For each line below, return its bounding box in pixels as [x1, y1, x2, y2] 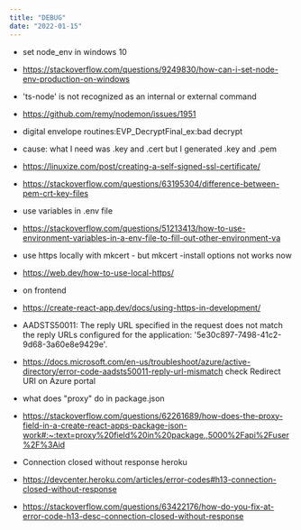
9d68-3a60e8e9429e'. [22, 339, 108, 350]
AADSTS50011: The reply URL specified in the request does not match [22, 319, 284, 330]
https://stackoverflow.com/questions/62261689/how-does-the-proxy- [22, 410, 284, 421]
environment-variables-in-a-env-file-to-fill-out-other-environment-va [22, 232, 281, 243]
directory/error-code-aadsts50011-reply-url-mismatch [22, 366, 223, 377]
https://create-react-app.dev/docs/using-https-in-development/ [22, 302, 261, 313]
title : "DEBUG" [9, 13, 67, 23]
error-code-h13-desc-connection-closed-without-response [22, 510, 244, 521]
